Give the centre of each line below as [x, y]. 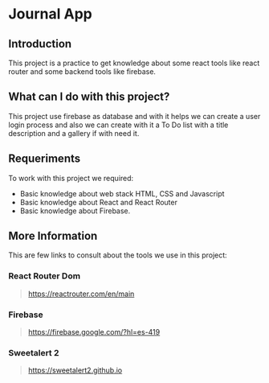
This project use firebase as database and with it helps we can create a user [134, 116]
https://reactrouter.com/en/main [81, 294]
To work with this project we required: [71, 178]
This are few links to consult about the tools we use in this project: [118, 255]
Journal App [50, 14]
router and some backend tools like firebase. [82, 72]
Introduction [40, 44]
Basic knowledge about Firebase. [75, 211]
